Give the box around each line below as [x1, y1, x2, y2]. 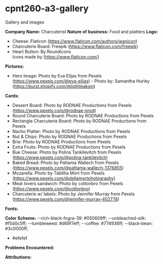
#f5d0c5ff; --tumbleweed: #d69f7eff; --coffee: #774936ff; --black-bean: [5, 220, 153, 226]
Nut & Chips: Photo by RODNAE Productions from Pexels [12, 133, 127, 139]
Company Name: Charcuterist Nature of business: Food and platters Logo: [5, 28, 159, 34]
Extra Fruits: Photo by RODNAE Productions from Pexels [12, 144, 126, 150]
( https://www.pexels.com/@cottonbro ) [12, 185, 90, 191]
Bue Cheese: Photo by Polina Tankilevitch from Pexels [12, 149, 122, 155]
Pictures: [5, 63, 25, 69]
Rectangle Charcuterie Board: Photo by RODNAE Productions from [12, 118, 147, 124]
